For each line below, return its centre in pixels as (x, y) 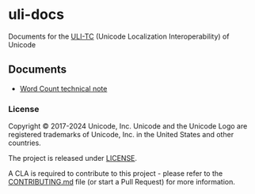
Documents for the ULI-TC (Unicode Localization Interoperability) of (119, 36)
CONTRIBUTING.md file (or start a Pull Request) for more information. (122, 182)
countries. (25, 143)
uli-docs (36, 15)
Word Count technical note (63, 88)
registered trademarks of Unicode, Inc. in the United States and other (121, 135)
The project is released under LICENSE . (72, 159)
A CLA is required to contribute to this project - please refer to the (116, 173)
